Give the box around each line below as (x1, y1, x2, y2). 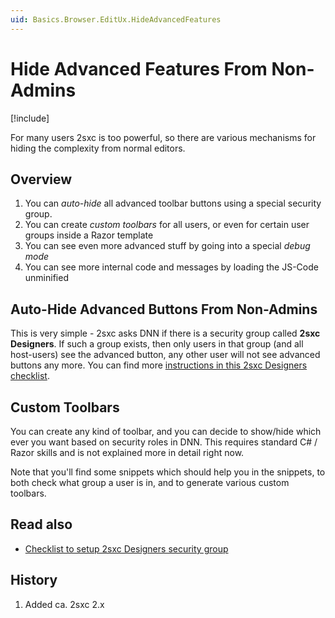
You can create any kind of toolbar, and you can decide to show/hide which (10, 426, 322, 437)
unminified (24, 272, 69, 284)
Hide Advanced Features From (10, 57, 268, 80)
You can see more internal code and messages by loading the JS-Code (24, 261, 319, 273)
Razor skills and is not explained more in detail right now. (10, 447, 245, 458)
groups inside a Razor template (24, 229, 154, 241)
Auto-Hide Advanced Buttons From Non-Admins (10, 301, 318, 318)
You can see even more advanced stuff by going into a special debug (24, 240, 311, 252)
